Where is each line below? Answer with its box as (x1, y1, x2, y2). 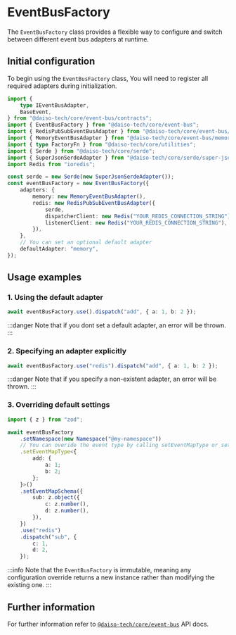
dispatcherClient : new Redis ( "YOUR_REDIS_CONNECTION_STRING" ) (44, 213, 231, 220)
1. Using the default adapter (7, 293, 104, 303)
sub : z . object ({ (32, 494, 80, 501)
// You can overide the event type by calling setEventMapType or (20, 441, 218, 449)
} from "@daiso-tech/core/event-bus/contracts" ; (7, 115, 152, 122)
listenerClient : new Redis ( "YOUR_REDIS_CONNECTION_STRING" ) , (44, 219, 228, 226)
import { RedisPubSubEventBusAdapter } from (7, 128, 140, 135)
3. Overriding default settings (7, 400, 110, 410)
